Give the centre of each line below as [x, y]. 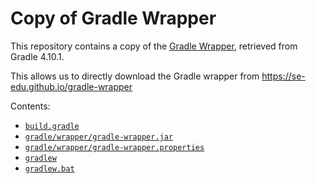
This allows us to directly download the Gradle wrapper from [135, 76]
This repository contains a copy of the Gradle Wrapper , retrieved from [154, 46]
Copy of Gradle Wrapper [113, 18]
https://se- [283, 76]
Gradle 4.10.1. [37, 56]
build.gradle [52, 126]
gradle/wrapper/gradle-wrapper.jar [99, 137]
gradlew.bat [49, 168]
